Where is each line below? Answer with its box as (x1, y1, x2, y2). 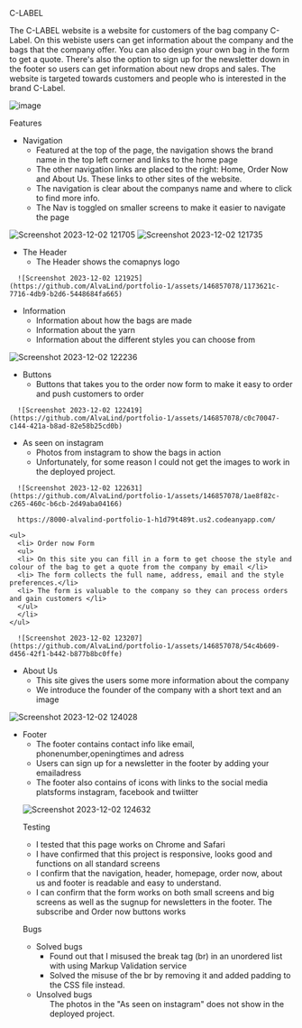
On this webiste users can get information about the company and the (33, 35, 294, 45)
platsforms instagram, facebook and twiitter (35, 787, 199, 797)
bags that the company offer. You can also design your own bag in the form (9, 44, 290, 55)
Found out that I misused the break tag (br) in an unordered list (49, 951, 283, 961)
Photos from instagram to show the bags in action (35, 447, 222, 458)
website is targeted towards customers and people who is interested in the (9, 73, 287, 84)
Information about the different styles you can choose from (35, 334, 255, 345)
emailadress (35, 767, 82, 778)
